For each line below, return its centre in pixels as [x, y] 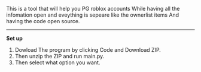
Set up [14, 38]
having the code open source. [43, 21]
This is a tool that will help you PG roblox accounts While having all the [93, 9]
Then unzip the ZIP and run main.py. [60, 56]
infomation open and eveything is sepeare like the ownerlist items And [93, 15]
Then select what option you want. [57, 62]
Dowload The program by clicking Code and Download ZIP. [88, 50]
